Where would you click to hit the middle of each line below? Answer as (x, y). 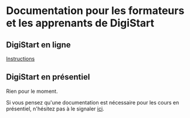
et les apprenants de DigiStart (80, 23)
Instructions (21, 59)
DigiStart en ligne (38, 45)
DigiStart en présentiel (48, 77)
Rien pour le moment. (32, 91)
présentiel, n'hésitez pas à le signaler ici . (55, 109)
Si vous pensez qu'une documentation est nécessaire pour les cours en (93, 102)
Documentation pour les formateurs (95, 11)
